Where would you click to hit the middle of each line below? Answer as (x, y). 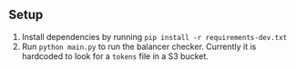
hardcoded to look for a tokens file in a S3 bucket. (115, 56)
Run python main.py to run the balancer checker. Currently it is (139, 46)
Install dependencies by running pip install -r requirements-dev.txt (154, 36)
